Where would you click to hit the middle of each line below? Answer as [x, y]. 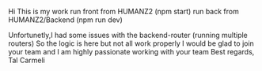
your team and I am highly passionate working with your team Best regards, [131, 52]
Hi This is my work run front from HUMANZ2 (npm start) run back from [123, 11]
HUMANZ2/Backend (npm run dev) [65, 20]
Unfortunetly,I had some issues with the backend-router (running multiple [128, 35]
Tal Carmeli [27, 60]
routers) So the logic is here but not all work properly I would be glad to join [131, 43]
